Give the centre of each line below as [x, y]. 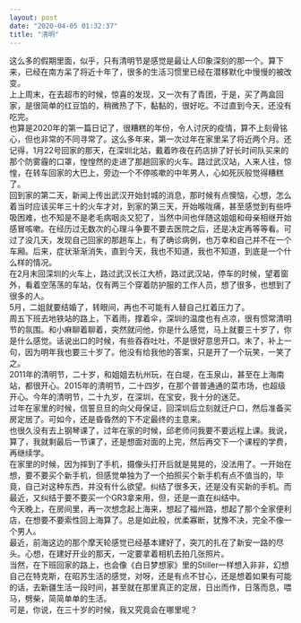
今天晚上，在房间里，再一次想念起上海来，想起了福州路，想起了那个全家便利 [150, 509]
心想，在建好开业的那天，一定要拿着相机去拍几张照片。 [127, 554]
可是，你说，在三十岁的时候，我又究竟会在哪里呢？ [103, 610]
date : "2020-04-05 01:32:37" [64, 26]
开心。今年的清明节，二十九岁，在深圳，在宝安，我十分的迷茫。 [127, 397]
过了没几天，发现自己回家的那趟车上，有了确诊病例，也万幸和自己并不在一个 [150, 240]
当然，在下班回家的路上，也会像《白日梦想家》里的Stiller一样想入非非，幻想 [149, 565]
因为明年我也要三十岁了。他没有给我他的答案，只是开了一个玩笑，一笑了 [158, 352]
